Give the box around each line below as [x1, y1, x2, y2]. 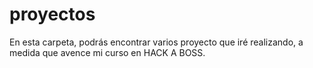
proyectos [9, 3, 96, 26]
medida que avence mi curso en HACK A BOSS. [9, 46, 206, 58]
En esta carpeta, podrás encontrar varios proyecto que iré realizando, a [9, 36, 304, 48]
